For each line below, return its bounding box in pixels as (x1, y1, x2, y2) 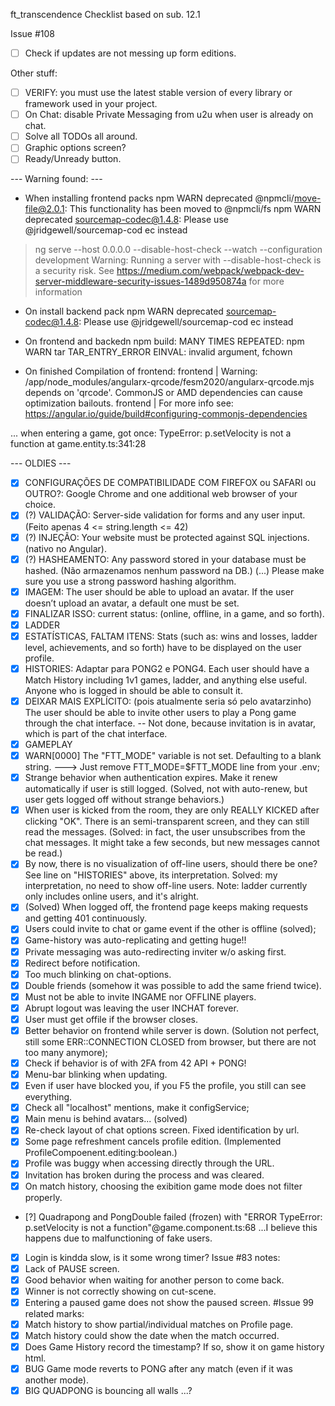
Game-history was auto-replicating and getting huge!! (24, 934, 247, 946)
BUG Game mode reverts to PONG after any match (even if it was (24, 1363, 293, 1375)
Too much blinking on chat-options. (24, 968, 172, 980)
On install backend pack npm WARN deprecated (24, 305, 224, 318)
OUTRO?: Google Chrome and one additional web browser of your (24, 488, 298, 500)
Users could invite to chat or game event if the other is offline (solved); (24, 923, 317, 935)
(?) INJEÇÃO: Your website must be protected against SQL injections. (24, 531, 310, 543)
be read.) (24, 847, 63, 859)
